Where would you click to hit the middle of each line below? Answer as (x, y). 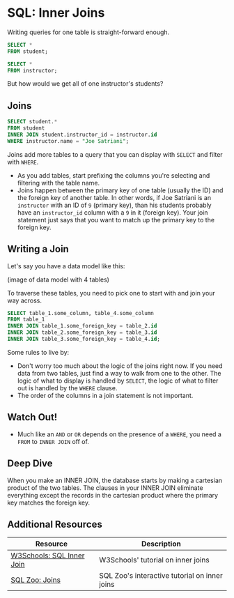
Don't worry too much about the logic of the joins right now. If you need (120, 366)
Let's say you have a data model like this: (66, 266)
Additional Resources (55, 524)
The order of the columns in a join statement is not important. (105, 395)
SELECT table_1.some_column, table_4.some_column (81, 313)
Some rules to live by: (38, 352)
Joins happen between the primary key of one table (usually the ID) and (120, 190)
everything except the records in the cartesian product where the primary (112, 495)
